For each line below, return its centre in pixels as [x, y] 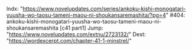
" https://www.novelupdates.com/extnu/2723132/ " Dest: [76, 34]
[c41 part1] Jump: [82, 28]
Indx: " [15, 9]
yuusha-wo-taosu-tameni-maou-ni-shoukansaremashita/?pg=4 [86, 15]
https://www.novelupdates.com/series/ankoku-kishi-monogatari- [104, 9]
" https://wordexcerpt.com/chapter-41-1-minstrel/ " [69, 41]
